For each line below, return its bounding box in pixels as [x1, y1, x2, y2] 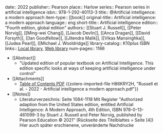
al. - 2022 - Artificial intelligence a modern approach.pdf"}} [19, 86, 139, 92]
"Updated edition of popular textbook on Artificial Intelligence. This [19, 60, 154, 66]
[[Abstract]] [12, 55, 36, 60]
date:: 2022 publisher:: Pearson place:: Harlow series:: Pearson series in [5, 4, 150, 10]
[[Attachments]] [12, 76, 44, 81]
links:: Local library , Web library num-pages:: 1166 [5, 46, 105, 51]
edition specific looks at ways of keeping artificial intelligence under [19, 65, 156, 71]
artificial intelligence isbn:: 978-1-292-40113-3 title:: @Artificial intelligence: [5, 9, 156, 15]
